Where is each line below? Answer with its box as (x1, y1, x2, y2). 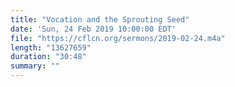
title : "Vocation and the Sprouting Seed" (10, 14, 190, 25)
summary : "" (10, 61, 60, 71)
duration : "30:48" (10, 52, 87, 62)
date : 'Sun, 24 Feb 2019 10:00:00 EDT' (10, 24, 177, 34)
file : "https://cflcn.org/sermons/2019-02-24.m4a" (10, 33, 226, 43)
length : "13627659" (10, 42, 92, 53)
